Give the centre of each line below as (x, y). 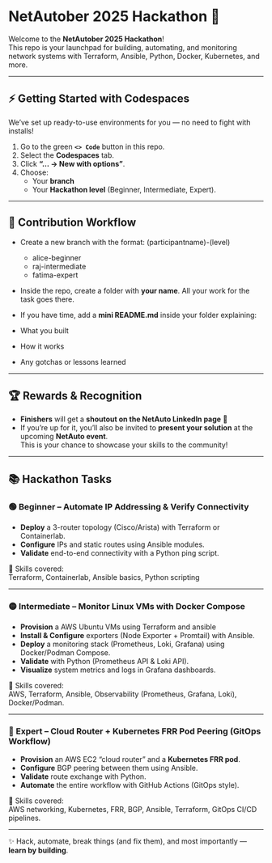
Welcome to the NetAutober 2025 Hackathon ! (86, 39)
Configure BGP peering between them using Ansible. (109, 768)
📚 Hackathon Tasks (60, 479)
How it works (42, 346)
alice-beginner (57, 257)
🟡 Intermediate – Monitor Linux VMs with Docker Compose (127, 606)
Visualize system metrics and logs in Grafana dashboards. (118, 670)
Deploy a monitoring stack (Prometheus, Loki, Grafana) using (122, 644)
